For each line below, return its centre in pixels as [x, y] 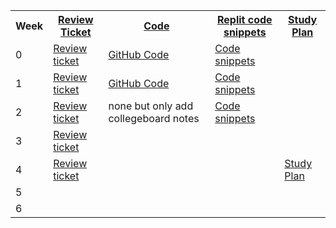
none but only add [151, 106]
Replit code [244, 19]
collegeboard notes [154, 118]
